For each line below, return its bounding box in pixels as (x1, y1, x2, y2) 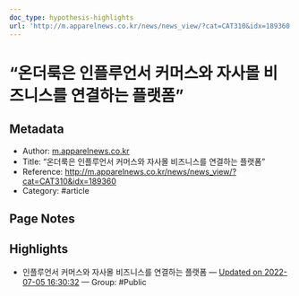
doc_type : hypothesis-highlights (9, 13, 134, 22)
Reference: (21, 166, 64, 177)
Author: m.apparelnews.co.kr (21, 145, 130, 156)
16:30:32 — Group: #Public (47, 276, 147, 287)
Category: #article (21, 185, 90, 196)
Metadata (9, 122, 64, 137)
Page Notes (9, 211, 75, 226)
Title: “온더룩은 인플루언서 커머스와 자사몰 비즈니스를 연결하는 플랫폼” (21, 156, 266, 167)
